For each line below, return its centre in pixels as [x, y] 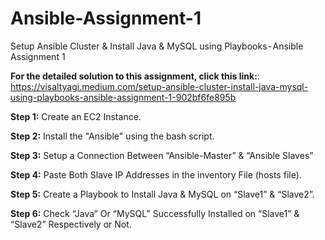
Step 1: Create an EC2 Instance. [76, 116]
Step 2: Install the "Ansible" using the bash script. [112, 136]
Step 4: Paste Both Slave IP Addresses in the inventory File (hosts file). [156, 174]
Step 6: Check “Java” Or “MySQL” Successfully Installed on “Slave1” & [155, 213]
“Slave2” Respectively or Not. [71, 224]
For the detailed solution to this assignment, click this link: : [135, 76]
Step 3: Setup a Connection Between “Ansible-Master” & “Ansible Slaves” [162, 155]
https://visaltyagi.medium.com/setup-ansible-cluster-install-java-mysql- [159, 86]
